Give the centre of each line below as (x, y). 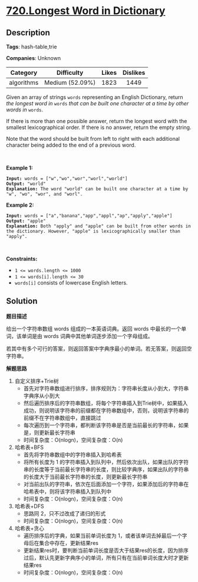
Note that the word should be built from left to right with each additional (93, 139)
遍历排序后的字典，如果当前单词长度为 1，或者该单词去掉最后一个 (103, 535)
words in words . (25, 110)
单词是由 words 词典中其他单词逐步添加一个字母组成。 (87, 336)
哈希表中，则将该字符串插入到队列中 (67, 491)
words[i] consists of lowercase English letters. (71, 283)
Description (28, 33)
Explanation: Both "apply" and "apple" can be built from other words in (99, 226)
